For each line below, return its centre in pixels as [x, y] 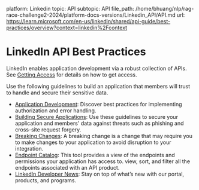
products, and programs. [46, 180]
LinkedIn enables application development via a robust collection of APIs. [97, 68]
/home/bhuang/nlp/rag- [165, 9]
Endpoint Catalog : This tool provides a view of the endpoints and [95, 155]
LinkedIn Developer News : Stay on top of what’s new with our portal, [99, 174]
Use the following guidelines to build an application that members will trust [98, 86]
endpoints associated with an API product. [67, 167]
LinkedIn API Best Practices [76, 52]
